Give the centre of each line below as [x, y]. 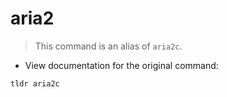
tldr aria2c [35, 83]
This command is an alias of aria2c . [108, 46]
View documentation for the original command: [121, 65]
